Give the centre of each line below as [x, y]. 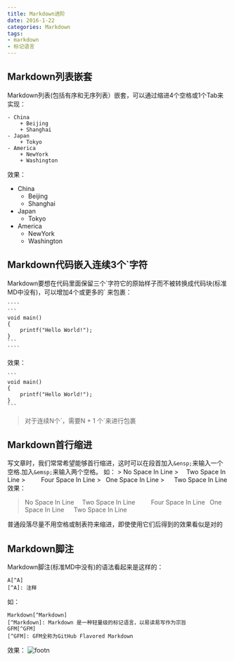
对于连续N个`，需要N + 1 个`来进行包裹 [80, 421]
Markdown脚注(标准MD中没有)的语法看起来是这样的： [85, 567]
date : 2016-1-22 [31, 20]
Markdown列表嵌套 [50, 77]
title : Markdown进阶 [36, 14]
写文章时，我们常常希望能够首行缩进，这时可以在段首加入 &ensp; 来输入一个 [115, 463]
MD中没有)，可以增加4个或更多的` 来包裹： [70, 292]
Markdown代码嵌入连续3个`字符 [78, 265]
